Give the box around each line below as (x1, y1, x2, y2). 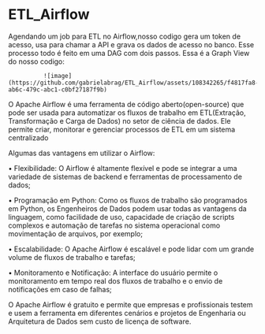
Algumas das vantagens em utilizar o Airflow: (8, 148, 155, 158)
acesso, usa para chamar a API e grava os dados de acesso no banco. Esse (8, 39, 255, 49)
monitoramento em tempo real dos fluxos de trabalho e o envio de (8, 276, 223, 285)
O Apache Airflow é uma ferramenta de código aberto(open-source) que (8, 99, 244, 109)
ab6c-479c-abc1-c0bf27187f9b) (8, 85, 108, 94)
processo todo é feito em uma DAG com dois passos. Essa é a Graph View (8, 48, 250, 58)
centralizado (8, 132, 49, 143)
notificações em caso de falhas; (8, 284, 112, 294)
